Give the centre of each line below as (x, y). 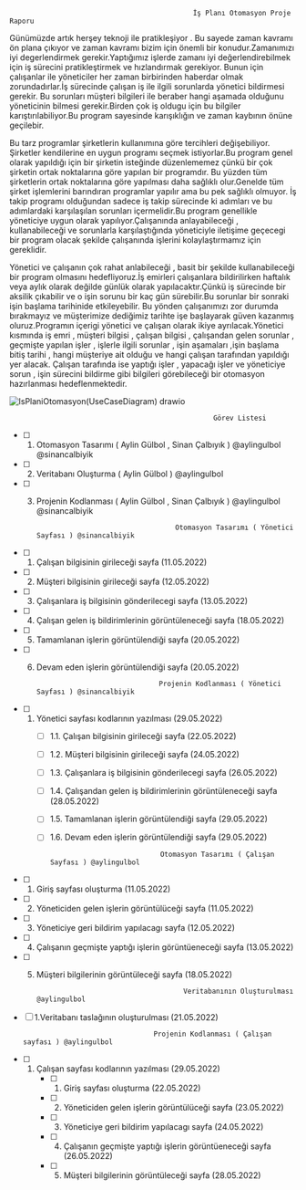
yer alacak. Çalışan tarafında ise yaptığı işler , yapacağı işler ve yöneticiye (148, 364)
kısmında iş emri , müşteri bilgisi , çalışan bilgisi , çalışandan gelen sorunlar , (152, 335)
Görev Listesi (240, 418)
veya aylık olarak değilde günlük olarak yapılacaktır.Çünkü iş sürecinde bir (148, 287)
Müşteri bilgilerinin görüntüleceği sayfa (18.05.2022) (134, 975)
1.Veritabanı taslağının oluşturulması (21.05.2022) (126, 1018)
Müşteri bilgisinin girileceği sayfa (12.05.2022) (122, 581)
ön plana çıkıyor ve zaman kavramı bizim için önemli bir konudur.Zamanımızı (152, 47)
